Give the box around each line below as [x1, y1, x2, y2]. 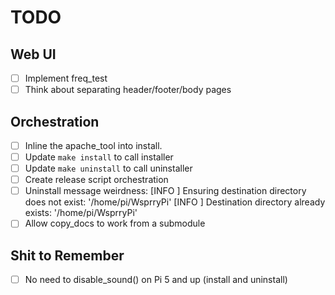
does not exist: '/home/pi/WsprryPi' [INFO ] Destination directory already [24, 196, 326, 208]
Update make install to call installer [24, 151, 174, 163]
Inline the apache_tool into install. [24, 139, 163, 151]
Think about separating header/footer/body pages [24, 84, 232, 96]
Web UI [10, 46, 57, 63]
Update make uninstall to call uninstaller [24, 162, 193, 175]
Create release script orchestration [24, 174, 169, 186]
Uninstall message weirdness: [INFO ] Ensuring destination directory [24, 185, 307, 197]
